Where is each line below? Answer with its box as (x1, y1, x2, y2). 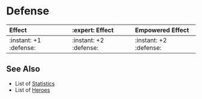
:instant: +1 (9, 36, 41, 44)
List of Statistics (14, 80, 55, 87)
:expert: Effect (72, 26, 114, 34)
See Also (6, 64, 40, 74)
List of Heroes (14, 86, 50, 94)
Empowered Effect (135, 26, 189, 34)
